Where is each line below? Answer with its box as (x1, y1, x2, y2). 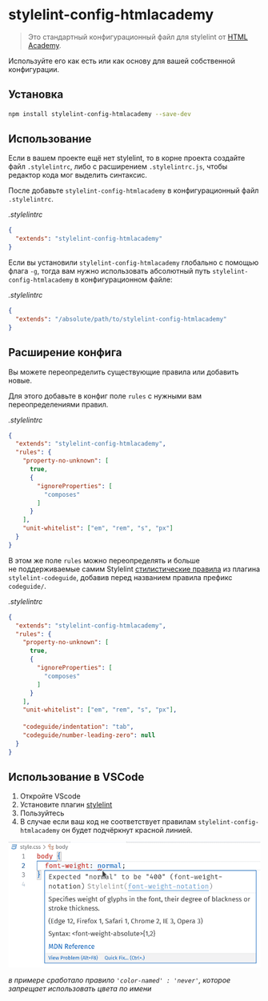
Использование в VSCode (8, 771, 145, 784)
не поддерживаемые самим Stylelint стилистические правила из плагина (8, 564, 261, 574)
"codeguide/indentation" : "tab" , (22, 723, 134, 731)
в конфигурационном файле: (74, 274, 173, 285)
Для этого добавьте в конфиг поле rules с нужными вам (8, 390, 202, 401)
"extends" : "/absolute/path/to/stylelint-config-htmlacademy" (15, 314, 227, 323)
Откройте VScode (19, 791, 82, 801)
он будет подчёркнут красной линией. (61, 826, 193, 835)
